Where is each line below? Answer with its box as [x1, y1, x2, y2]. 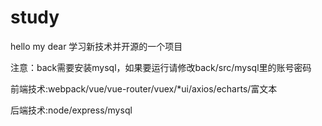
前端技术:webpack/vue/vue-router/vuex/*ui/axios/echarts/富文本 [10, 82, 278, 95]
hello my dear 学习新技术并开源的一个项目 [10, 40, 183, 52]
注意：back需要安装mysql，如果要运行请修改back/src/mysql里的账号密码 [10, 61, 312, 73]
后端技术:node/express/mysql [10, 104, 133, 116]
